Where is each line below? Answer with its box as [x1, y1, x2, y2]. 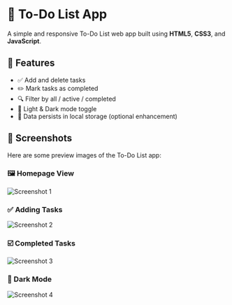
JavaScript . [7, 36, 42, 45]
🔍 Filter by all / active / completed [17, 94, 117, 103]
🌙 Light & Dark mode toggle [17, 104, 97, 113]
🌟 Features [7, 57, 55, 69]
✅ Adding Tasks [7, 204, 63, 214]
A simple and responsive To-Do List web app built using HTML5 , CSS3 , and [7, 29, 226, 38]
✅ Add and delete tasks [17, 76, 86, 84]
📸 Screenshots [7, 132, 73, 144]
